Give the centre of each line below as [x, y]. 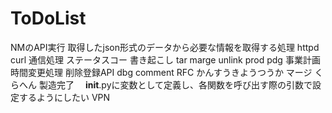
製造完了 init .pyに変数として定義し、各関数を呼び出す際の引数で [175, 84]
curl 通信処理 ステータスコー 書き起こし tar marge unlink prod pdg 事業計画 [165, 59]
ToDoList [48, 18]
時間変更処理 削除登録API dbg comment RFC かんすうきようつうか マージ [161, 72]
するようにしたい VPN [64, 97]
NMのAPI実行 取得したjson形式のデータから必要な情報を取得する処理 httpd [165, 47]
